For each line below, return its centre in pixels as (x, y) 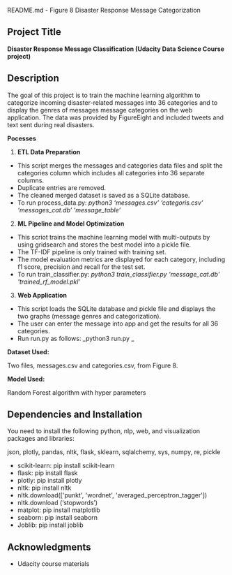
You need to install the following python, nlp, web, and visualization (104, 431)
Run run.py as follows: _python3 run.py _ (76, 338)
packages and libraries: (41, 439)
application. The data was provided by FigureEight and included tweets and (116, 117)
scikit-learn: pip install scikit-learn (66, 466)
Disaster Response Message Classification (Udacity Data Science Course (116, 49)
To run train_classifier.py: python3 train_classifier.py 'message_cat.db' (118, 274)
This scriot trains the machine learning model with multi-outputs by (114, 237)
